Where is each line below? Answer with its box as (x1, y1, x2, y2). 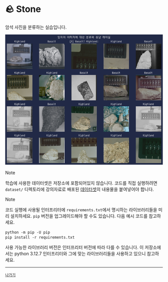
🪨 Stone (5, 4, 41, 15)
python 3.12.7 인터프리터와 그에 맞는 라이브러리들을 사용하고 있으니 (14, 251, 146, 257)
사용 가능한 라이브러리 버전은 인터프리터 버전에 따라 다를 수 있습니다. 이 (5, 244, 144, 250)
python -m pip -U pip (5, 230, 50, 235)
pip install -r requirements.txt (5, 235, 75, 240)
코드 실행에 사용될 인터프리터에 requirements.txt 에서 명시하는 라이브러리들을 (5, 207, 157, 213)
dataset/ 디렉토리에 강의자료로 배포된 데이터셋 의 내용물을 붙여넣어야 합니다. (5, 186, 154, 193)
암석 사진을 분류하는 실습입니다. (5, 24, 67, 30)
